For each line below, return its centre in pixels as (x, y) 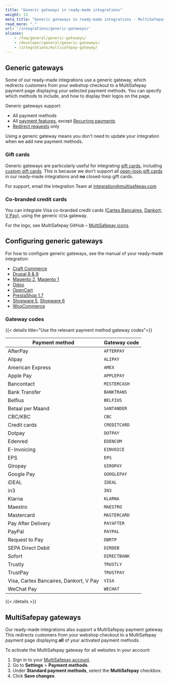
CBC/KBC (19, 417)
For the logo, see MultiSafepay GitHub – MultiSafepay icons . (67, 226)
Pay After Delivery (29, 523)
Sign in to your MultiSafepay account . (51, 660)
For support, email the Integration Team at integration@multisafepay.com (81, 186)
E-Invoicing (22, 450)
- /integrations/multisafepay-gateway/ (56, 47)
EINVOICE (114, 450)
